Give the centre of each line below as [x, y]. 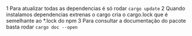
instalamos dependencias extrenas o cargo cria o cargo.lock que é [87, 15]
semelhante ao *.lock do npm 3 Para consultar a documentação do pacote [96, 21]
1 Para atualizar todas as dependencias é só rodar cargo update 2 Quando [96, 8]
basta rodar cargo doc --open [42, 27]
